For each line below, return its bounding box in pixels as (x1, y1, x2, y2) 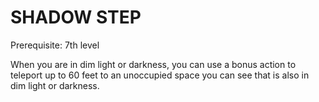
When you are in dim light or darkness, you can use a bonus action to (10, 58, 297, 70)
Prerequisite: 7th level (10, 39, 100, 51)
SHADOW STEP (10, 6, 142, 29)
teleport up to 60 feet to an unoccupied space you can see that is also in (10, 69, 310, 81)
